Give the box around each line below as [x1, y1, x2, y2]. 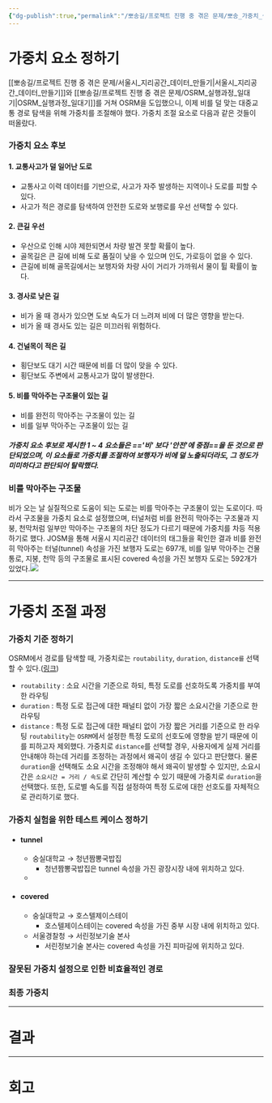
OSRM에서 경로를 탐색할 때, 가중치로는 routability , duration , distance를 [8, 653, 244, 664]
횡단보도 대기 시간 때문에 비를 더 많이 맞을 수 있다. [19, 361, 178, 371]
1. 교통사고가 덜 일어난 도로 [8, 162, 93, 172]
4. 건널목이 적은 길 [8, 341, 66, 350]
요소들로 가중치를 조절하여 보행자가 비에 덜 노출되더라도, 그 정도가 [53, 451, 258, 460]
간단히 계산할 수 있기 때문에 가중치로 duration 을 [109, 772, 262, 782]
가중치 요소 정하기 [8, 49, 120, 67]
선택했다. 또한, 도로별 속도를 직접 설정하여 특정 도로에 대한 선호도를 [19, 782, 232, 791]
